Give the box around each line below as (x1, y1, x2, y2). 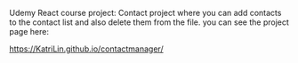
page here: (9, 27, 49, 36)
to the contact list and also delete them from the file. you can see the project (9, 17, 289, 28)
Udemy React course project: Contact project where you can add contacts (9, 8, 282, 18)
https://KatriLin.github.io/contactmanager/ (9, 43, 164, 54)
